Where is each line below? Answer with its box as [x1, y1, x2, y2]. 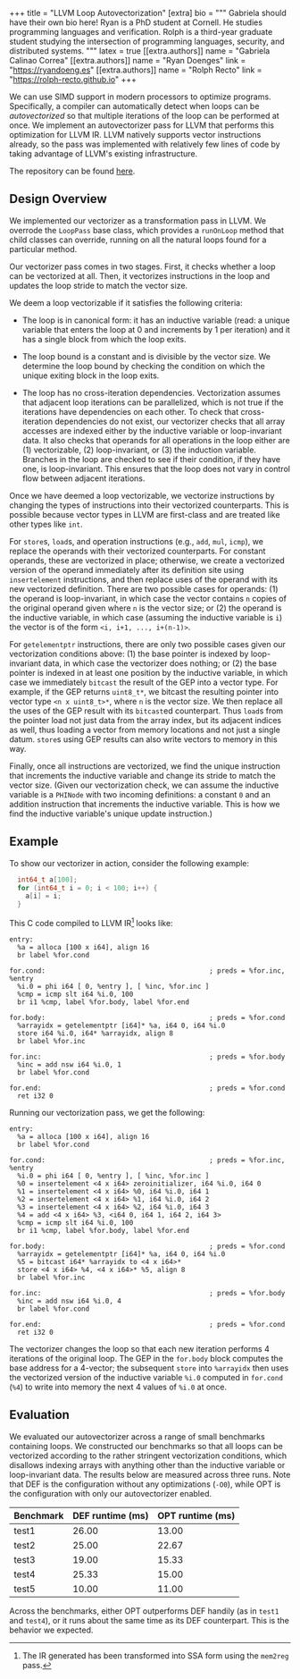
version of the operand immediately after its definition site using [9, 564, 245, 575]
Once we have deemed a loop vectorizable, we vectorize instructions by [9, 490, 275, 501]
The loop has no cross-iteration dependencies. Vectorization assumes [21, 387, 281, 398]
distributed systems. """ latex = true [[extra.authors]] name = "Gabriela [9, 46, 271, 56]
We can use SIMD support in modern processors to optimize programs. [9, 91, 271, 102]
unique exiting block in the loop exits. [21, 370, 160, 381]
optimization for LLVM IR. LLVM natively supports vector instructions [9, 130, 262, 139]
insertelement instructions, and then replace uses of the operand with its [9, 574, 279, 585]
